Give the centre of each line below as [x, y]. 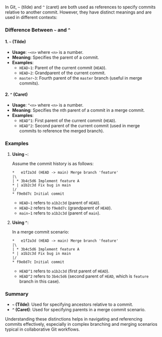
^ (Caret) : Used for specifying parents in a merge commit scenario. [79, 309]
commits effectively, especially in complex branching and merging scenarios [81, 324]
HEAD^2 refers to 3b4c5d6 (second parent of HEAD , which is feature [84, 276]
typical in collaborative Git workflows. [43, 329]
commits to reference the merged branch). [62, 131]
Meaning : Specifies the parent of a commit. [55, 57]
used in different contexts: [31, 17]
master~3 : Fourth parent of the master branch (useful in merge [81, 78]
